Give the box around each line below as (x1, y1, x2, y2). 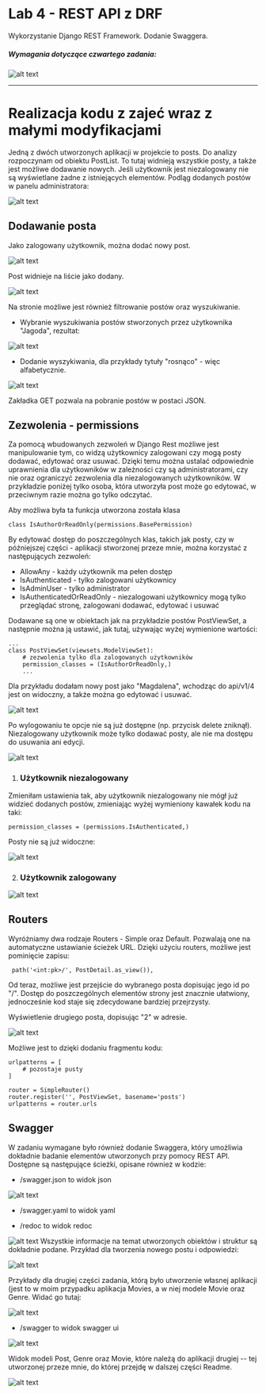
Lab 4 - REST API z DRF (8, 5, 163, 23)
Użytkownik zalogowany (19, 871, 117, 883)
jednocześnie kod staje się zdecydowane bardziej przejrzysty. (8, 997, 211, 1006)
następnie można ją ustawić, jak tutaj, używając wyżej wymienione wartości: (8, 624, 258, 634)
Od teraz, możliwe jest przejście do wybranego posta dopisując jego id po (8, 980, 250, 990)
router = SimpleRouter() (8, 1086, 90, 1094)
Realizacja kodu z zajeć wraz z (8, 105, 213, 123)
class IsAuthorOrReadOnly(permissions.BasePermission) (8, 521, 193, 529)
